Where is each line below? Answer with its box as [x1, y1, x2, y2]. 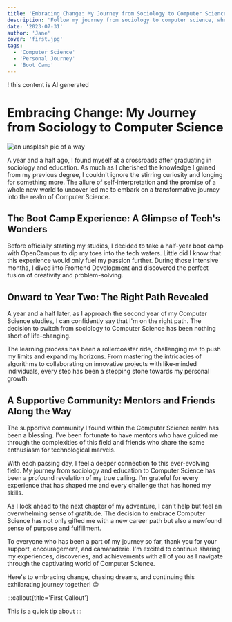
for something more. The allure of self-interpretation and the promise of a [7, 178, 216, 186]
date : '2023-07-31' [7, 23, 64, 30]
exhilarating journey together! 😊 [7, 580, 99, 588]
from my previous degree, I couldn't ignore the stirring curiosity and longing [7, 170, 223, 179]
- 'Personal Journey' [13, 55, 76, 62]
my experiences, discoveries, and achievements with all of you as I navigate [7, 552, 223, 560]
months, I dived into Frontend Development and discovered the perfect [7, 264, 209, 272]
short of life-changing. [7, 331, 71, 340]
